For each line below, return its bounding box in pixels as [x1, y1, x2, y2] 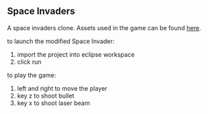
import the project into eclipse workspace [16, 50, 135, 58]
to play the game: [7, 71, 57, 79]
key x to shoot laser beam [16, 99, 90, 107]
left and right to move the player [16, 84, 107, 92]
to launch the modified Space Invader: [7, 37, 115, 45]
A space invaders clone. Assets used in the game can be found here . [7, 23, 202, 32]
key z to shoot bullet [16, 91, 75, 100]
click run [16, 58, 42, 66]
